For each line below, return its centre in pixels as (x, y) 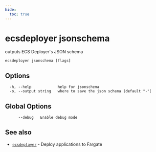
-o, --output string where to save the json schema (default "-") (81, 91)
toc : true (19, 14)
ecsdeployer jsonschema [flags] (38, 61)
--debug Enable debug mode (48, 118)
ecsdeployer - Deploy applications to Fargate (57, 144)
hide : (11, 10)
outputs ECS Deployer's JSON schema (44, 52)
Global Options (28, 106)
